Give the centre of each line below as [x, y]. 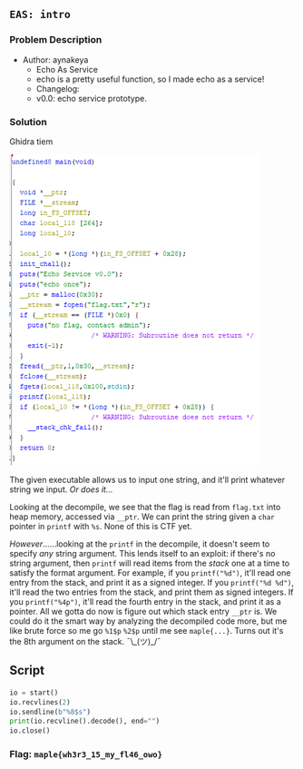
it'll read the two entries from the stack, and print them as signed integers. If [151, 592]
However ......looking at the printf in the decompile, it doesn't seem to [140, 544]
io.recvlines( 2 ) [40, 702]
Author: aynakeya [55, 59]
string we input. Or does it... [61, 489]
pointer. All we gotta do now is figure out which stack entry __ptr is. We [143, 611]
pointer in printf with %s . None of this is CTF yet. [101, 526]
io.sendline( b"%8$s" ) [50, 712]
